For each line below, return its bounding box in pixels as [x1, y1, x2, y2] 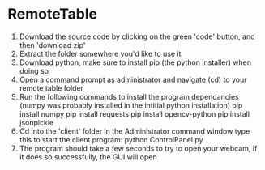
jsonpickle [19, 117, 54, 127]
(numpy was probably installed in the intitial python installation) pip [19, 100, 243, 110]
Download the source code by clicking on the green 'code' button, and [19, 32, 256, 41]
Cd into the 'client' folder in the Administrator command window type [19, 126, 250, 136]
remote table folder [19, 83, 84, 93]
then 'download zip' [19, 40, 86, 49]
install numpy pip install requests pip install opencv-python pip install [19, 108, 250, 118]
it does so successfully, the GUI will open [19, 151, 157, 162]
